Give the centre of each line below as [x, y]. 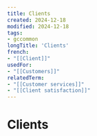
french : [18, 52]
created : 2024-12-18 [37, 20]
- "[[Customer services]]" [46, 84]
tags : [15, 33]
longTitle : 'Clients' [38, 46]
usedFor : [20, 65]
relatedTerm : [26, 78]
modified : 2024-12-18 [38, 26]
